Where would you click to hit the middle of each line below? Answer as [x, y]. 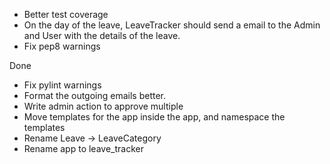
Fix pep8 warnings [62, 46]
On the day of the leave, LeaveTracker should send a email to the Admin [172, 25]
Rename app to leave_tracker [83, 148]
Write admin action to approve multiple [103, 106]
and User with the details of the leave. [102, 35]
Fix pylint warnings [62, 85]
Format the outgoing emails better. [95, 95]
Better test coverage [66, 14]
